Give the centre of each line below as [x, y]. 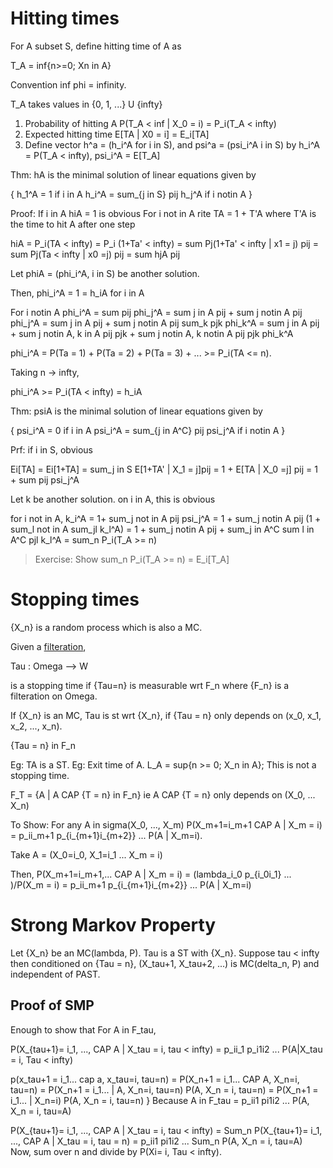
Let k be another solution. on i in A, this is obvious [113, 499]
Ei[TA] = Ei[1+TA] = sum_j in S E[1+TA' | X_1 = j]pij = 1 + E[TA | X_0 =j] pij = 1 [164, 469]
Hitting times [65, 18]
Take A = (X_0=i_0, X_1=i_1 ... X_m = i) [86, 854]
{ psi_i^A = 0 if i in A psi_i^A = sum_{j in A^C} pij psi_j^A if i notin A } [148, 430]
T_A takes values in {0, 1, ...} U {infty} [86, 104]
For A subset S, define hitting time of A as [96, 46]
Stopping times [75, 599]
